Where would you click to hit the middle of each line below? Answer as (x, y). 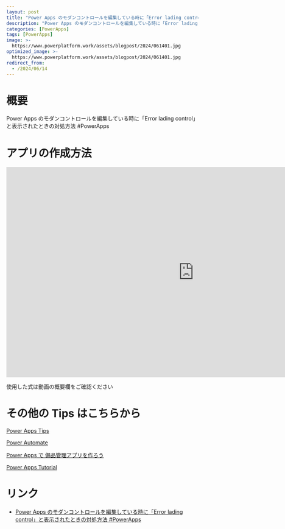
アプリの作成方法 (49, 153)
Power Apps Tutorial (32, 468)
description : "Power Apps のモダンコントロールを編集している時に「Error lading (102, 23)
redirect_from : (26, 63)
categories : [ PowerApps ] (38, 29)
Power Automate (27, 443)
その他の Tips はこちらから (74, 414)
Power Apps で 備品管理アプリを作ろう (55, 455)
